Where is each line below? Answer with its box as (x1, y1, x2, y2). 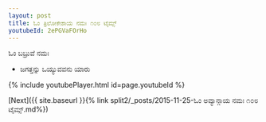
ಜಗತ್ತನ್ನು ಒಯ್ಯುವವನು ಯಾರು (19, 65, 91, 74)
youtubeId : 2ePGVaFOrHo (8, 26, 88, 34)
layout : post (8, 11, 52, 20)
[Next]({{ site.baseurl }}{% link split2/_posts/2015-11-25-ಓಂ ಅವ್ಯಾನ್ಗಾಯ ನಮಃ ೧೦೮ (8, 96, 259, 105)
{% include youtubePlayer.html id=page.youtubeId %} (8, 81, 186, 90)
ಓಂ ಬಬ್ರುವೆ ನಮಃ (8, 49, 49, 58)
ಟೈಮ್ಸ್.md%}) (8, 104, 49, 114)
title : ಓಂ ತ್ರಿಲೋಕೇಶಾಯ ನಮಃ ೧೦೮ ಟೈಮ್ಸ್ (8, 19, 117, 27)
